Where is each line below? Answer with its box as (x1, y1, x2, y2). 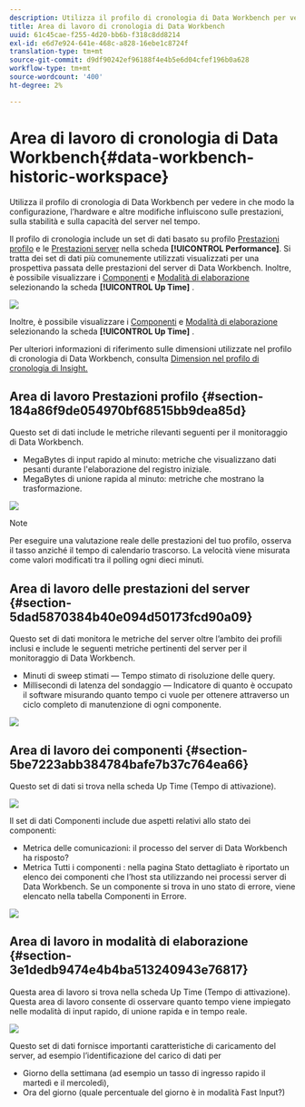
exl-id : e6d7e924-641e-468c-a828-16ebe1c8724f (9, 38, 189, 48)
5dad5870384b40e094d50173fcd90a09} (9, 609, 253, 624)
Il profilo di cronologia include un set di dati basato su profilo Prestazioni (9, 233, 280, 244)
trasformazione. (22, 483, 83, 495)
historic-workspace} (9, 166, 170, 187)
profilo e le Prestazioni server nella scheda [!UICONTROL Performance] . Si (9, 242, 291, 254)
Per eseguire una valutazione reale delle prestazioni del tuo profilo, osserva (9, 535, 292, 546)
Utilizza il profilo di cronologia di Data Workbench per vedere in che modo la (9, 196, 295, 207)
